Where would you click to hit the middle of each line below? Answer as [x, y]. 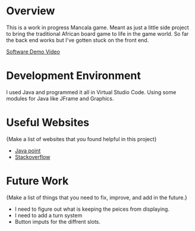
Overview [31, 11]
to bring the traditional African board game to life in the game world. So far [97, 33]
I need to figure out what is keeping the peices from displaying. [92, 209]
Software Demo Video [33, 51]
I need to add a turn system [48, 215]
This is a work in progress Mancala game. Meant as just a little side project [97, 27]
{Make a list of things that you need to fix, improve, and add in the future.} [97, 197]
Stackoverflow [32, 157]
